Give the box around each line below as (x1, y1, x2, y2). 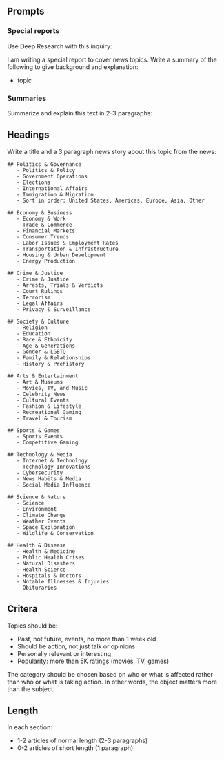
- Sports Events (16, 433, 63, 440)
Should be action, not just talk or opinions (17, 642, 136, 650)
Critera (7, 603, 38, 615)
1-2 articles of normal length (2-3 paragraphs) (17, 736, 148, 745)
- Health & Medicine (16, 547, 76, 555)
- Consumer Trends (16, 233, 70, 241)
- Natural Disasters (16, 560, 76, 567)
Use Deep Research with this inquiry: (7, 41, 112, 50)
